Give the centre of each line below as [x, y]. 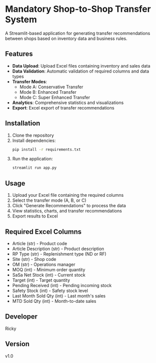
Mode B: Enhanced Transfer [48, 92]
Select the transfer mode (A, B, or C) [49, 200]
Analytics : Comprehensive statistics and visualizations [68, 103]
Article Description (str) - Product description [58, 249]
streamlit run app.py [34, 168]
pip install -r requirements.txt [47, 149]
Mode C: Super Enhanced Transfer [55, 97]
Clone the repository [33, 135]
